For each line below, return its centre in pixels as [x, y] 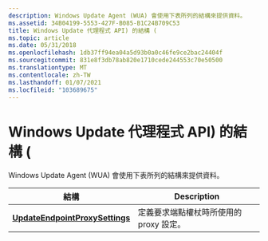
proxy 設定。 [162, 224]
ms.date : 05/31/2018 [43, 45]
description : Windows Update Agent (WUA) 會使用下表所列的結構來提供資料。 [127, 16]
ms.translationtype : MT [48, 68]
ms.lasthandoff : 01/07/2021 [55, 82]
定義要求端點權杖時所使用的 [190, 212]
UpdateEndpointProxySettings [71, 218]
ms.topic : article [39, 38]
